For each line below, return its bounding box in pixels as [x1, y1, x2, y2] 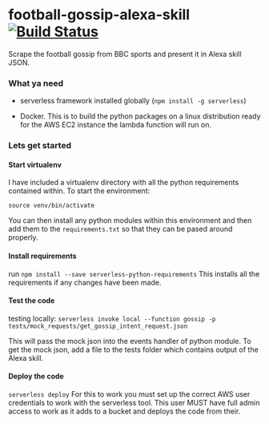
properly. [8, 232, 38, 242]
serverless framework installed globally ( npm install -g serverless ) [19, 96, 247, 106]
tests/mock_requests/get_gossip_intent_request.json [8, 322, 188, 330]
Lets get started [8, 140, 72, 151]
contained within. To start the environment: [8, 186, 151, 196]
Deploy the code [8, 371, 64, 382]
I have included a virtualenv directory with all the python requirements [8, 178, 239, 188]
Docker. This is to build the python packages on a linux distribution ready [19, 111, 262, 121]
